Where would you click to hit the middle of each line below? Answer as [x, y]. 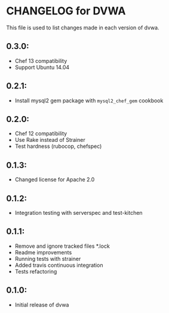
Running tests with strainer [48, 259]
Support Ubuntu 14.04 [42, 67]
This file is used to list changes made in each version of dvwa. [83, 28]
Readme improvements [43, 252]
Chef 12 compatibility [41, 133]
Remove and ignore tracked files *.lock [62, 246]
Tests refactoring [36, 271]
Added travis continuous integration [59, 265]
